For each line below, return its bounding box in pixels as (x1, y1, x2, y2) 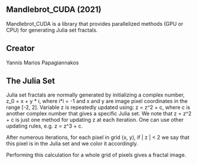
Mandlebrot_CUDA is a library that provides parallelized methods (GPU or (6, 20, 183, 27)
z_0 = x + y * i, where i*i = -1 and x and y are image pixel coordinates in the (6, 98, 188, 105)
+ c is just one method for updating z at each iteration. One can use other (6, 117, 184, 124)
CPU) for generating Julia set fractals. (6, 26, 98, 33)
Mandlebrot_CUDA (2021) (6, 5, 102, 15)
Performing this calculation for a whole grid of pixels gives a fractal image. (6, 152, 186, 159)
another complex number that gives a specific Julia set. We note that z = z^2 (6, 110, 192, 117)
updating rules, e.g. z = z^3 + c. (6, 122, 84, 129)
